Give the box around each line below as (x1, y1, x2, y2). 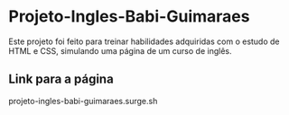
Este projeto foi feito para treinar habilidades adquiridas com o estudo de (8, 36, 281, 47)
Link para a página (8, 72, 114, 87)
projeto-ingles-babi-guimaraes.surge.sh (8, 95, 158, 106)
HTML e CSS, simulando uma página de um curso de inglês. (8, 45, 232, 56)
